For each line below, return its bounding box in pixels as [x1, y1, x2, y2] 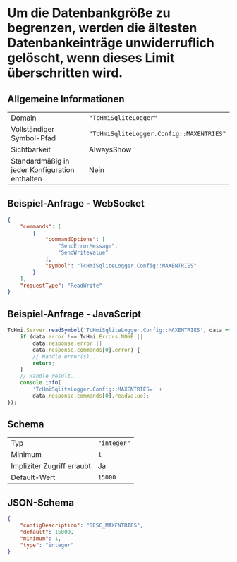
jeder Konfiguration [11, 165, 75, 174]
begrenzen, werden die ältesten [7, 20, 197, 36]
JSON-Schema [7, 496, 75, 508]
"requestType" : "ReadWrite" [20, 282, 102, 289]
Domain [11, 113, 37, 123]
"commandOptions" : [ [44, 236, 106, 243]
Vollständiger [11, 125, 55, 134]
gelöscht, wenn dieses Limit [7, 50, 175, 66]
